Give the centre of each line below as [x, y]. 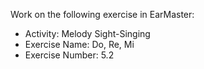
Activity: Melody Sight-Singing [87, 33]
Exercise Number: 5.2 [69, 55]
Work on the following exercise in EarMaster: [102, 14]
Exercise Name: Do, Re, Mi [79, 44]
